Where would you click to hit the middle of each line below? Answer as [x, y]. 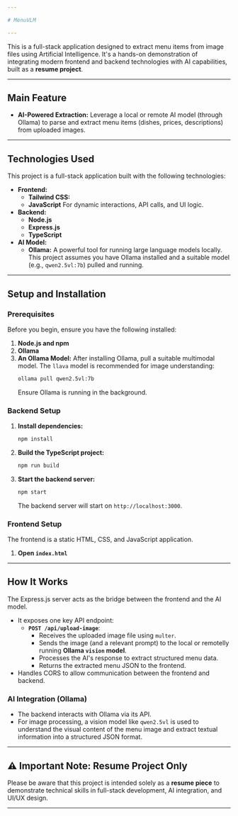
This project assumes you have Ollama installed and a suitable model [129, 257]
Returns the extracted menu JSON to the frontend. [112, 665]
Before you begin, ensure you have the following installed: [92, 329]
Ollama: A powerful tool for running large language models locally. [125, 250]
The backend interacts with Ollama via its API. [84, 714]
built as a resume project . [45, 69]
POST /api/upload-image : [64, 628]
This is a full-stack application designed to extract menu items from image [116, 46]
